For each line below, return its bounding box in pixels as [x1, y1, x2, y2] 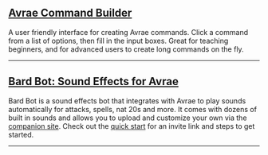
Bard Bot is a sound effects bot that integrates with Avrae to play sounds [8, 95, 246, 106]
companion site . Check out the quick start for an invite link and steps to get [8, 121, 255, 130]
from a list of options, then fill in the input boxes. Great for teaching [8, 36, 229, 45]
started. [8, 130, 34, 139]
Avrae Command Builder [8, 6, 132, 20]
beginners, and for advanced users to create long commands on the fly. [8, 44, 245, 54]
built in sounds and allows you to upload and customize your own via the [8, 113, 247, 122]
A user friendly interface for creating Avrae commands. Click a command [8, 27, 249, 37]
